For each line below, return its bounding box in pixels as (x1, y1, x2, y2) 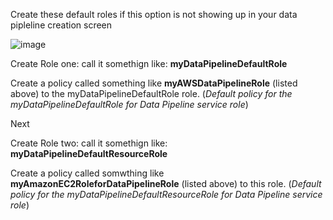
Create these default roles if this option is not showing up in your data (10, 9, 298, 20)
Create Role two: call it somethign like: (10, 137, 168, 149)
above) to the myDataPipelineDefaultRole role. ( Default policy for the (10, 88, 293, 99)
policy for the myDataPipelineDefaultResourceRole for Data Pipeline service (10, 189, 323, 200)
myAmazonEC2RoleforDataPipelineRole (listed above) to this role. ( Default (10, 178, 322, 189)
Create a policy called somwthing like (10, 167, 165, 179)
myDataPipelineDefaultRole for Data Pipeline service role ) (10, 99, 249, 110)
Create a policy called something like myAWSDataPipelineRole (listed (10, 77, 298, 89)
